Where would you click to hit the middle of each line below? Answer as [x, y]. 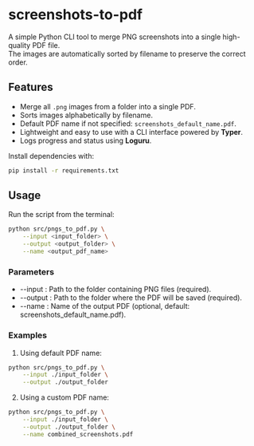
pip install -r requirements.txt [64, 170]
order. [18, 62]
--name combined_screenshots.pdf [78, 434]
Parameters [31, 271]
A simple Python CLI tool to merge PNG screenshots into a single [115, 37]
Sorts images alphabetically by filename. [86, 115]
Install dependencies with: [51, 156]
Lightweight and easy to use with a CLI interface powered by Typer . [131, 132]
